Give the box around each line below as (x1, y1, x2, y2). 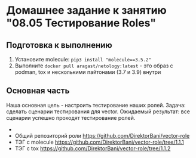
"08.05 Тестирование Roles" (6, 16, 157, 30)
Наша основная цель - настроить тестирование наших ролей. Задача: (6, 101, 186, 109)
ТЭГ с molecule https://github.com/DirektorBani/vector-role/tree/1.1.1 (14, 138, 184, 145)
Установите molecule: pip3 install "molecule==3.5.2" (14, 56, 151, 63)
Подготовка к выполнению (6, 40, 112, 50)
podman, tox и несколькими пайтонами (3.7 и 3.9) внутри (14, 69, 161, 75)
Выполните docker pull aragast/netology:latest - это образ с (14, 62, 173, 69)
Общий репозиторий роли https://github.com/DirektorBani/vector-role (14, 132, 190, 139)
